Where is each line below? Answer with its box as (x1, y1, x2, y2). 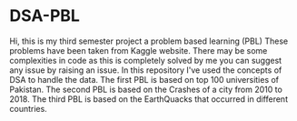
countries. (9, 103, 47, 114)
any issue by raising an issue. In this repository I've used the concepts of (9, 65, 282, 76)
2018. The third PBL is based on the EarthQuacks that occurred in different (9, 93, 289, 105)
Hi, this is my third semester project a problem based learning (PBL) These (9, 35, 289, 46)
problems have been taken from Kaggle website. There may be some (9, 45, 268, 55)
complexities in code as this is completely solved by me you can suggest (9, 55, 282, 66)
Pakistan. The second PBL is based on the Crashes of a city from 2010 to (9, 84, 283, 95)
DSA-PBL (9, 5, 80, 26)
